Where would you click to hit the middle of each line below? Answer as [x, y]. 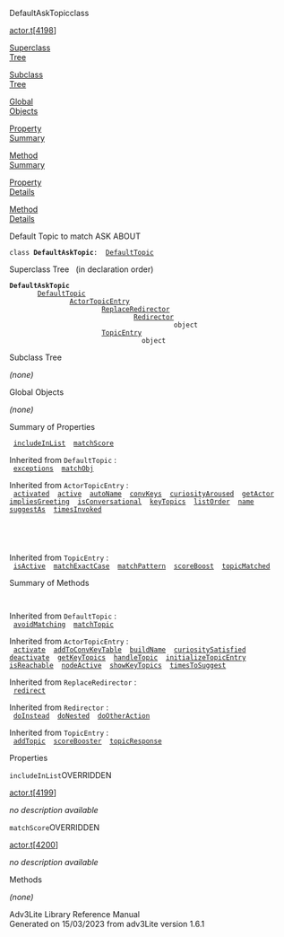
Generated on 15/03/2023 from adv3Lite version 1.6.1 [107, 924]
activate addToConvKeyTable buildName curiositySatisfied [129, 650]
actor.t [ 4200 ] [34, 845]
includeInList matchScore [64, 443]
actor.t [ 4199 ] [33, 793]
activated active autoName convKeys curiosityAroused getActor [144, 494]
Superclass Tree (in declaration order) [82, 269]
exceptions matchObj [53, 468]
